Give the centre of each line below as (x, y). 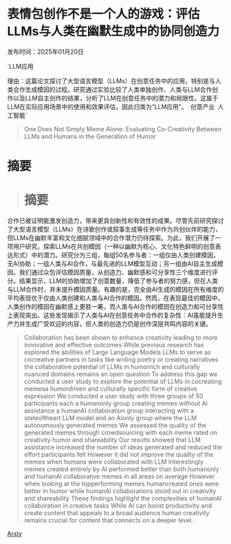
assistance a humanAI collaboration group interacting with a (109, 411)
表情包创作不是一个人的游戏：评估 (104, 14)
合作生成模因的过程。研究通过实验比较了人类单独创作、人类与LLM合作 (112, 89)
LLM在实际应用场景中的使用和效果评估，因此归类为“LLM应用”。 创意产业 (111, 107)
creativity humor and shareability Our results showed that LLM (112, 440)
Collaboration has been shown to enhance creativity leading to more (121, 338)
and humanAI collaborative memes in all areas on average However (119, 477)
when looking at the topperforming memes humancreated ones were (121, 484)
